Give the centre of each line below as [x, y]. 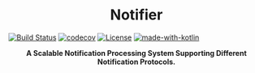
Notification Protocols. [136, 62]
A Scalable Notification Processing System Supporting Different [136, 53]
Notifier [136, 15]
